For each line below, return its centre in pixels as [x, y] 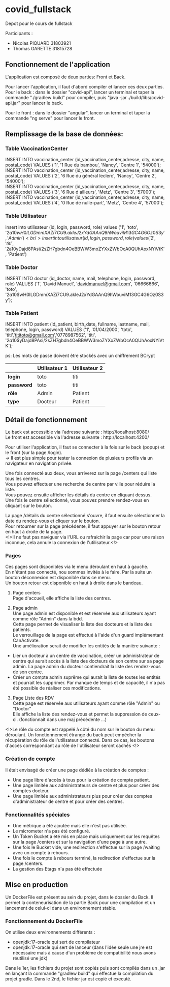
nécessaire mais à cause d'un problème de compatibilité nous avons [84, 953]
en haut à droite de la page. [34, 532]
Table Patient [22, 313]
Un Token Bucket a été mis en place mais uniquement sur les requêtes [86, 836]
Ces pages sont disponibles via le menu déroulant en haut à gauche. [77, 567]
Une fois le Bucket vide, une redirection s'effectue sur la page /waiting [86, 847]
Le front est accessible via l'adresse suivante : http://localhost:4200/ [77, 437]
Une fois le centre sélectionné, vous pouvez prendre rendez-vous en [77, 500]
